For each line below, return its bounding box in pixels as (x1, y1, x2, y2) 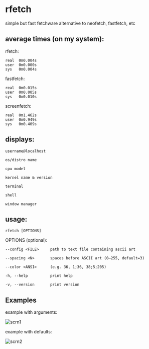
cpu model (5, 166, 26, 171)
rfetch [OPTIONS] (5, 228, 42, 234)
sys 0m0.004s (5, 66, 37, 72)
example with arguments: (5, 309, 58, 315)
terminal (5, 184, 24, 189)
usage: (5, 215, 28, 224)
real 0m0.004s (5, 58, 37, 63)
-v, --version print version (5, 282, 80, 288)
